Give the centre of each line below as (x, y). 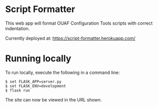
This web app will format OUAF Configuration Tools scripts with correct (79, 23)
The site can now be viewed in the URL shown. (53, 99)
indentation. (18, 28)
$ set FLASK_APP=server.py (33, 81)
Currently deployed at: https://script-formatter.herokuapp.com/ (70, 38)
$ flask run (18, 90)
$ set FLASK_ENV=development (36, 86)
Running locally (38, 59)
